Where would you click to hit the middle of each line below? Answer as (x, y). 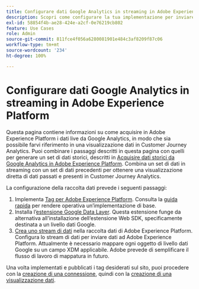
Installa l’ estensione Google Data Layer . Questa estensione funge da (98, 212)
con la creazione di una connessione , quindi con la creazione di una (89, 274)
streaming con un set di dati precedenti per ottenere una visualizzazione (94, 170)
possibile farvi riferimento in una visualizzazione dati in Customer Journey (97, 144)
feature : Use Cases (30, 28)
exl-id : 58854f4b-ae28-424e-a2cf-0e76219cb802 (65, 23)
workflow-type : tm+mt (33, 45)
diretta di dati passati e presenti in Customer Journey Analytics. (84, 176)
